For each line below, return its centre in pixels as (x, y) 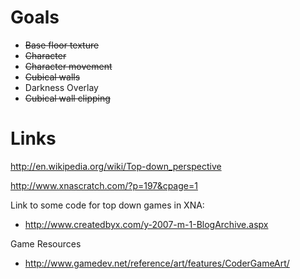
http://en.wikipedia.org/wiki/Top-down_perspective (116, 166)
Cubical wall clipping (67, 98)
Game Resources (46, 243)
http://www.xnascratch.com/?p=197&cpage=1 (104, 185)
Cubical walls (52, 77)
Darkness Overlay (61, 87)
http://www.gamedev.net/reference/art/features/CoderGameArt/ (157, 263)
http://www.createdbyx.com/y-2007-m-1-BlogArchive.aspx (146, 224)
